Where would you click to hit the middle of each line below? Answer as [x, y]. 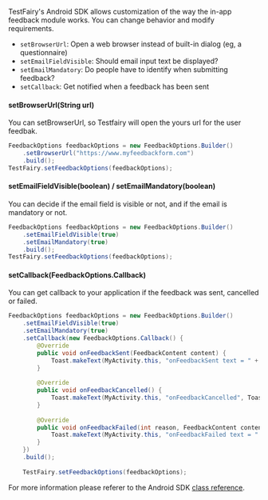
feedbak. [23, 131]
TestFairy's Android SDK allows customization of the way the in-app [120, 12]
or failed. [23, 301]
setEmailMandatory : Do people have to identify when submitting [124, 70]
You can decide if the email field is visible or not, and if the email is [118, 204]
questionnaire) [43, 52]
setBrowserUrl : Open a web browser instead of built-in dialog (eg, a [130, 44]
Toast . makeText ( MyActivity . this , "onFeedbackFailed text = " [155, 435]
